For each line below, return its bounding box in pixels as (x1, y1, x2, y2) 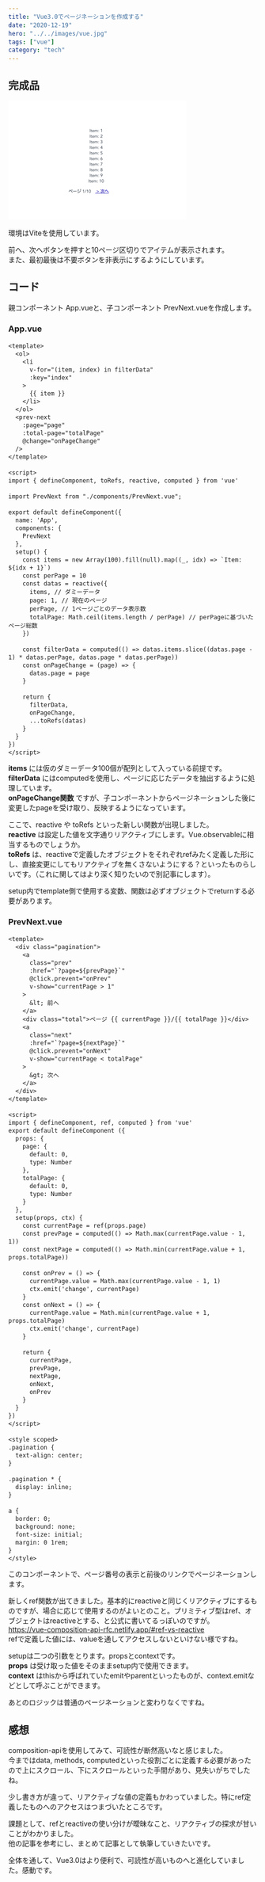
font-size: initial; (15, 1531, 83, 1539)
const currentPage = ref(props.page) (22, 1222, 147, 1230)
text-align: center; (15, 1452, 83, 1460)
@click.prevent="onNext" (28, 1047, 112, 1055)
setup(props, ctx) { (15, 1214, 83, 1222)
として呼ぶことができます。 (14, 1681, 105, 1690)
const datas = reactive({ (22, 580, 108, 588)
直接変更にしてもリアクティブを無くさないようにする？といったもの (21, 859, 243, 869)
